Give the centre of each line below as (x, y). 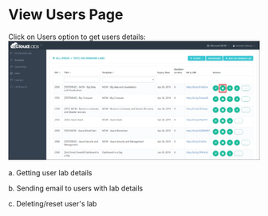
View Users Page (66, 15)
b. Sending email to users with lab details (76, 188)
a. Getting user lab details (50, 172)
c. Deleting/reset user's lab (53, 203)
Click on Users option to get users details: (77, 37)
